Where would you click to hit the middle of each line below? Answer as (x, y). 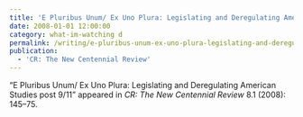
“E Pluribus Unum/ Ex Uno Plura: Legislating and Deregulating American (143, 85)
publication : (34, 51)
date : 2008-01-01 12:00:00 (60, 26)
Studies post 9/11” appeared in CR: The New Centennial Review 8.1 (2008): (148, 94)
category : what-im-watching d (66, 34)
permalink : (30, 43)
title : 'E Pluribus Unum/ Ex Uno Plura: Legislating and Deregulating (145, 18)
